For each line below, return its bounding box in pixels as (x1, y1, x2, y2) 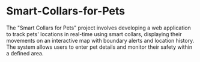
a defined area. (6, 49, 44, 57)
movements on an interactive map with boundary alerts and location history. (6, 37, 195, 44)
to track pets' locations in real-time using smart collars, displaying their (6, 30, 182, 37)
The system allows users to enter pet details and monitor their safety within (6, 43, 193, 51)
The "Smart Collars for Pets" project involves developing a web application (6, 24, 191, 31)
